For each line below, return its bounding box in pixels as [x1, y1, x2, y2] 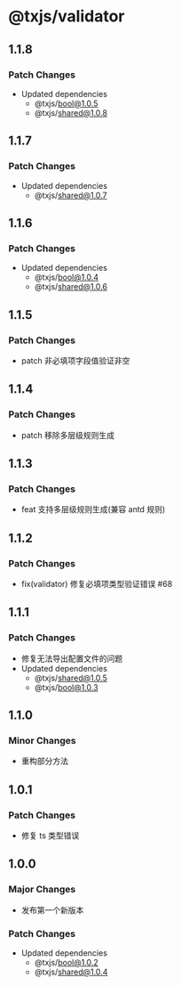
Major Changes [8, 884, 76, 896]
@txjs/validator [8, 6, 125, 27]
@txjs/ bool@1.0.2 [34, 957, 98, 968]
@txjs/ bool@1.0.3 [34, 681, 98, 692]
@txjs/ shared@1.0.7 [34, 190, 107, 200]
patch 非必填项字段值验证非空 [20, 354, 130, 366]
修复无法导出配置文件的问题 [20, 653, 123, 664]
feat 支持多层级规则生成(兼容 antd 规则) [20, 504, 166, 515]
